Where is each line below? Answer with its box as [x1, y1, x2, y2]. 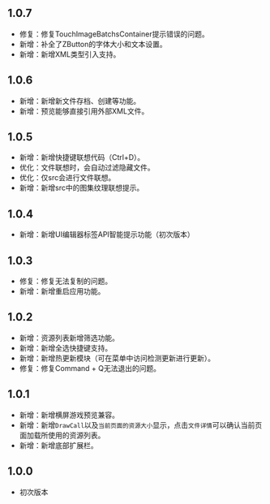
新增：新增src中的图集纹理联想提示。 [19, 183, 144, 193]
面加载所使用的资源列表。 [19, 430, 105, 440]
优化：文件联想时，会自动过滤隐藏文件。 [19, 162, 155, 173]
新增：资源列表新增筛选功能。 [19, 333, 119, 342]
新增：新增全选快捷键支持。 [19, 342, 113, 352]
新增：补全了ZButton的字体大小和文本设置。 [19, 39, 167, 49]
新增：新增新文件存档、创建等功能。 [19, 96, 141, 106]
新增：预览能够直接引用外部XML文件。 [19, 106, 149, 116]
